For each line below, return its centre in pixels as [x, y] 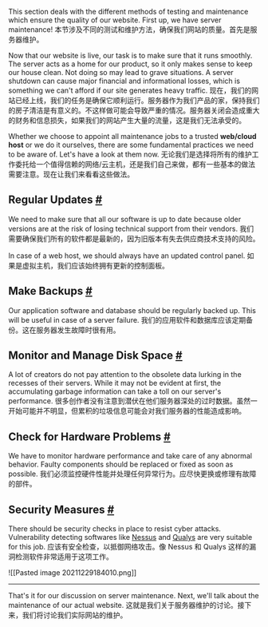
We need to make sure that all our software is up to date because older [125, 219]
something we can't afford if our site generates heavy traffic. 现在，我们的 [130, 90]
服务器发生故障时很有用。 [78, 330]
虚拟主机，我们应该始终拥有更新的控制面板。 [95, 265]
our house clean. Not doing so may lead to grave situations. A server [121, 72]
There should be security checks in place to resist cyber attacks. [115, 529]
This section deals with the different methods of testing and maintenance [128, 12]
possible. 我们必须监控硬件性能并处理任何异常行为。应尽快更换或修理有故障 [132, 474]
